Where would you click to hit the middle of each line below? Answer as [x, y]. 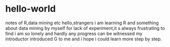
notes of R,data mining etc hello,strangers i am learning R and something [82, 23]
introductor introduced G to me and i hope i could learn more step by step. [84, 39]
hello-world [31, 9]
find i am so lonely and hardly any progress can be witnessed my [74, 33]
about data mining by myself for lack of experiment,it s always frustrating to [85, 28]
